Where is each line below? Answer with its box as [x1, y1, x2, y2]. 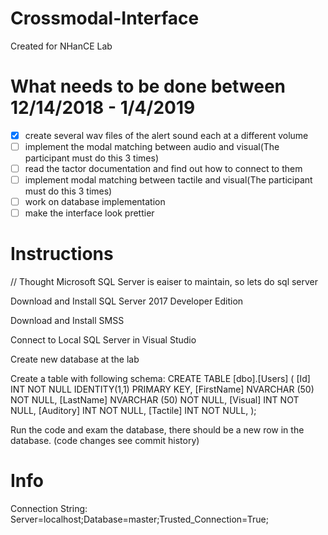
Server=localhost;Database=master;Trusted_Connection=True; [10, 513, 269, 526]
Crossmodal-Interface [10, 7, 200, 30]
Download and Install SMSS [10, 315, 125, 327]
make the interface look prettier [24, 207, 155, 219]
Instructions [10, 243, 114, 266]
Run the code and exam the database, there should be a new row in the [10, 424, 305, 436]
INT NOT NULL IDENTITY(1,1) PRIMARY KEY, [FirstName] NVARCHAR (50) [10, 383, 315, 396]
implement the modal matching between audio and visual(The [24, 140, 280, 152]
